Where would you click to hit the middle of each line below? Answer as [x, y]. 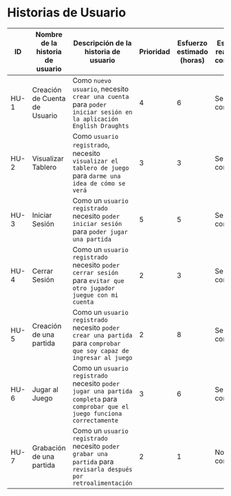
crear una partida [102, 335]
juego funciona [97, 413]
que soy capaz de [101, 351]
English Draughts [101, 126]
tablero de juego [101, 168]
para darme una [97, 175]
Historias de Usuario [67, 13]
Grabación [49, 448]
